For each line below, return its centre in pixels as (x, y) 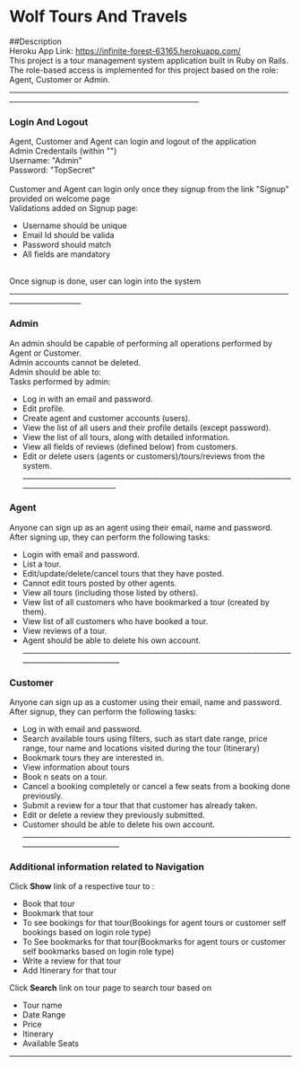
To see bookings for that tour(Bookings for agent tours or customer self (154, 923)
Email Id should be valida (68, 235)
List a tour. (42, 564)
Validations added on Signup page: (74, 208)
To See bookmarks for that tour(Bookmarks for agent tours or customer (154, 942)
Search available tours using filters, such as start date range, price (145, 739)
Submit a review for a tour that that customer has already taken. (140, 806)
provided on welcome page (60, 198)
